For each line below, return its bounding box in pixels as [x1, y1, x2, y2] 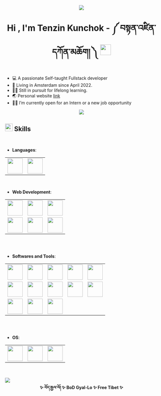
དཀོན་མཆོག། [51, 47, 91, 58]
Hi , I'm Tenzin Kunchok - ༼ [7, 22, 118, 34]
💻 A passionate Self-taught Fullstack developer [12, 75, 108, 81]
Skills [14, 125, 31, 133]
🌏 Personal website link [12, 93, 61, 99]
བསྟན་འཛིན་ [119, 22, 156, 34]
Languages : [12, 147, 37, 153]
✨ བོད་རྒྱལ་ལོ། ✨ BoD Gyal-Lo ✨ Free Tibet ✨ [39, 384, 124, 390]
